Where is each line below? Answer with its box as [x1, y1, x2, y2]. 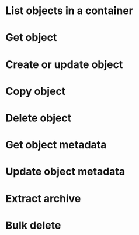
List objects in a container [5, 4, 134, 18]
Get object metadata [5, 138, 107, 152]
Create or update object [5, 57, 123, 71]
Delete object [5, 111, 72, 124]
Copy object [5, 84, 66, 98]
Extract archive [5, 192, 81, 205]
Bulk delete [5, 219, 61, 232]
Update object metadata [5, 165, 126, 178]
